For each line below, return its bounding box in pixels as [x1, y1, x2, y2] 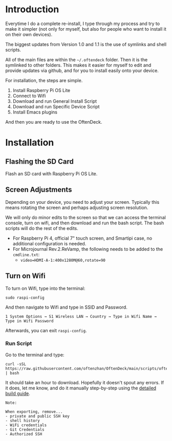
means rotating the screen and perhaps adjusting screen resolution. [5, 204, 148, 211]
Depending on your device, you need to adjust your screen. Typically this [5, 199, 160, 205]
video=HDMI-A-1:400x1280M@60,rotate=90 [20, 258, 106, 263]
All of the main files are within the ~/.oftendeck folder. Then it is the [5, 56, 148, 62]
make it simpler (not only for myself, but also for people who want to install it [5, 26, 166, 32]
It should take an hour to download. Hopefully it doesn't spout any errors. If [5, 379, 164, 385]
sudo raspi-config [5, 295, 45, 300]
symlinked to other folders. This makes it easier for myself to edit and [5, 62, 152, 68]
